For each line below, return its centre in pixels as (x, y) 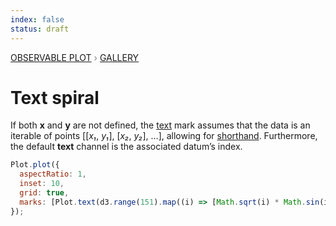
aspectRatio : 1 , (53, 174)
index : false (37, 19)
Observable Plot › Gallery (75, 57)
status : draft (40, 29)
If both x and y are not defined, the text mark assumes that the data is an (160, 125)
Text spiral (55, 97)
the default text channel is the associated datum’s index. (126, 147)
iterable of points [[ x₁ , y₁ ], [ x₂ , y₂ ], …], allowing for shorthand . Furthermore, (164, 136)
